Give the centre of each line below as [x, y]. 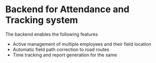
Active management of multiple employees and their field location [82, 44]
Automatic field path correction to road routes [61, 49]
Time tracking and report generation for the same [65, 55]
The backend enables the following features [52, 34]
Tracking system [42, 20]
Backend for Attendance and [67, 9]
